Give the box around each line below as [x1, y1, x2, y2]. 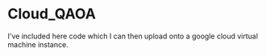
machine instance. [7, 39, 69, 49]
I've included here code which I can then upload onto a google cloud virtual [7, 31, 259, 41]
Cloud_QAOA [7, 5, 96, 23]
